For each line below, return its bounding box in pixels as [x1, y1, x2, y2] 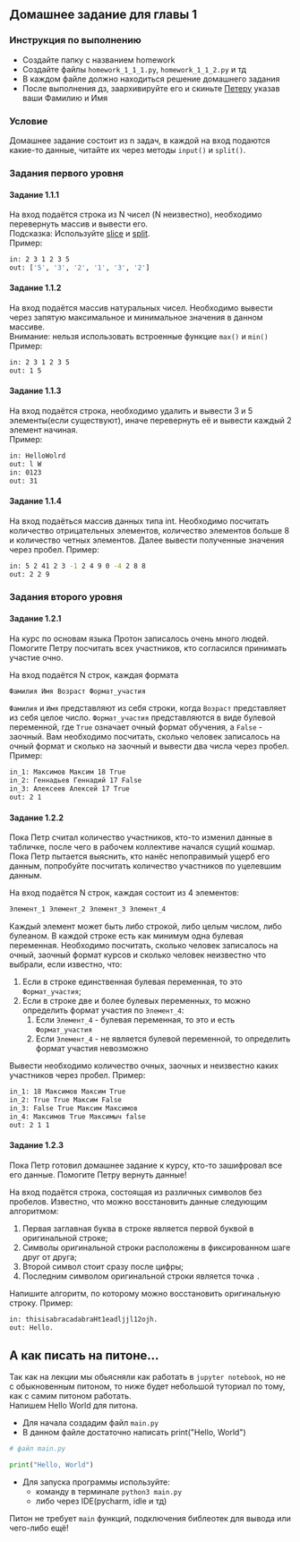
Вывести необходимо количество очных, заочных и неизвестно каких [9, 1060, 279, 1071]
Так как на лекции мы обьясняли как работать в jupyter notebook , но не [9, 1372, 287, 1383]
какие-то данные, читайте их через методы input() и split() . [9, 144, 246, 155]
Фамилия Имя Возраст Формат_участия [9, 687, 146, 696]
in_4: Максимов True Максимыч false [9, 1112, 146, 1121]
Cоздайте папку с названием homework [21, 54, 176, 65]
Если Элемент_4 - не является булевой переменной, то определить [35, 1033, 291, 1044]
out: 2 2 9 [9, 570, 50, 578]
